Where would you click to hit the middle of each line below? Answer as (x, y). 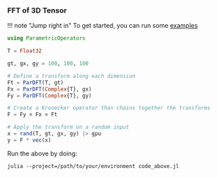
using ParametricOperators (46, 38)
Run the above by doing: (43, 153)
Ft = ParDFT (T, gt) (36, 82)
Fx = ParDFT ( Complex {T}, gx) (50, 89)
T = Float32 (24, 51)
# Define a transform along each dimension (72, 76)
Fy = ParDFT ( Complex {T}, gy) (50, 95)
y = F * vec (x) (29, 140)
